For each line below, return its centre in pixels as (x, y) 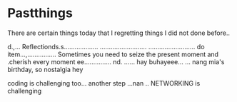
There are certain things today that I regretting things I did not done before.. (119, 33)
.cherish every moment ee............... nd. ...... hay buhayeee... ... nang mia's (116, 61)
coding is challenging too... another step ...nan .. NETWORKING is (104, 83)
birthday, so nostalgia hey (45, 69)
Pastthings (40, 13)
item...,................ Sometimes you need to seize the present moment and (113, 54)
